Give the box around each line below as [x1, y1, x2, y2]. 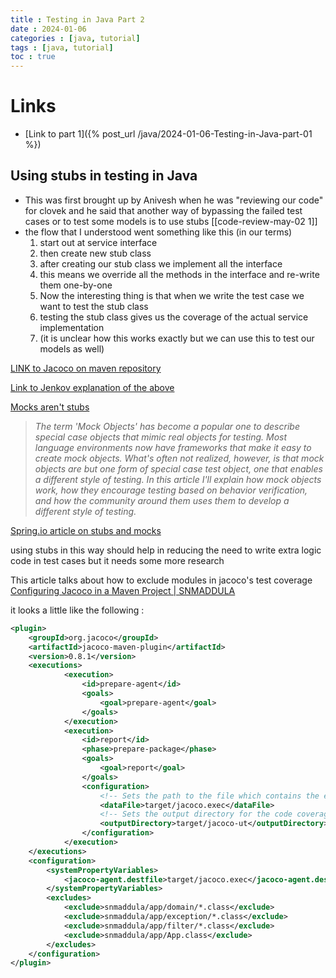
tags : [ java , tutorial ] [10, 42, 114, 53]
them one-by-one [39, 279, 113, 291]
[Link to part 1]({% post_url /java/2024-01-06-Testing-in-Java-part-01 [24, 128, 313, 140]
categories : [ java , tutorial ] [10, 33, 141, 43]
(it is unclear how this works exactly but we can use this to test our [39, 332, 315, 344]
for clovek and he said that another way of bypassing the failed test [24, 204, 303, 216]
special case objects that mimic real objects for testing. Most [34, 431, 288, 443]
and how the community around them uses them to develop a [34, 494, 290, 506]
